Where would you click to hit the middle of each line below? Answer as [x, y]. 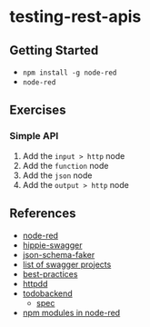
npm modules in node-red [71, 312]
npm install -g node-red [70, 73]
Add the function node [65, 165]
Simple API [34, 136]
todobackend [47, 293]
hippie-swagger [52, 245]
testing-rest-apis [75, 17]
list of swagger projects [67, 264]
